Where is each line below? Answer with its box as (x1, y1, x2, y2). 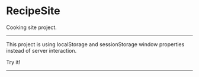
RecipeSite (6, 4, 60, 18)
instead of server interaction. (6, 47, 77, 54)
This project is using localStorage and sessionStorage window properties (6, 40, 185, 48)
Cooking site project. (6, 24, 57, 31)
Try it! (6, 58, 21, 66)
